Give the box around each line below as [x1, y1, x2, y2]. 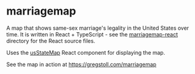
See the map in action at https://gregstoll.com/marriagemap [6, 61, 157, 68]
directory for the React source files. [6, 37, 96, 44]
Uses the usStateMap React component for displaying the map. [6, 49, 166, 56]
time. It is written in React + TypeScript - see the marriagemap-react [6, 30, 179, 38]
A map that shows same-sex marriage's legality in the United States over [6, 24, 190, 32]
